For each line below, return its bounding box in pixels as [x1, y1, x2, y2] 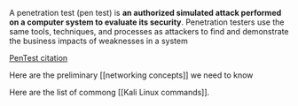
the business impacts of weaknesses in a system [9, 35, 188, 46]
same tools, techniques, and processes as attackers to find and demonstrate [9, 26, 289, 36]
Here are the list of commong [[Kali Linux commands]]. [9, 87, 210, 97]
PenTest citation [9, 53, 68, 63]
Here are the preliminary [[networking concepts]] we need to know [9, 70, 254, 80]
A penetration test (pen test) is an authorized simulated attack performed [9, 8, 282, 18]
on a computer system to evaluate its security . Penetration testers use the [9, 17, 285, 27]
